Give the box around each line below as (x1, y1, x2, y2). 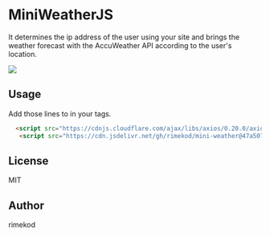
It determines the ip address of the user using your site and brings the (8, 32, 239, 42)
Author (8, 198, 44, 212)
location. (8, 49, 38, 59)
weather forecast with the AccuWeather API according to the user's (8, 40, 232, 50)
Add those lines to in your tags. (8, 108, 112, 118)
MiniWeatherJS (8, 6, 114, 24)
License (8, 154, 49, 168)
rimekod (8, 220, 36, 230)
